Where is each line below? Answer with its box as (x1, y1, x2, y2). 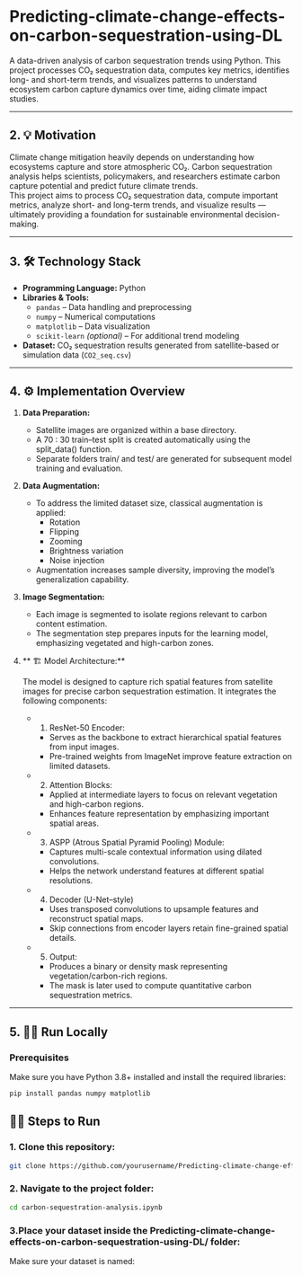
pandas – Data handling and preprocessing (35, 301, 192, 312)
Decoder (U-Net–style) (49, 894, 134, 905)
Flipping (49, 527, 79, 537)
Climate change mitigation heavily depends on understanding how (9, 151, 254, 163)
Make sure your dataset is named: (9, 1255, 136, 1266)
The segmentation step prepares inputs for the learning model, (35, 628, 269, 639)
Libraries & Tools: (22, 292, 90, 303)
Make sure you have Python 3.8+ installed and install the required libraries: (9, 1072, 286, 1083)
